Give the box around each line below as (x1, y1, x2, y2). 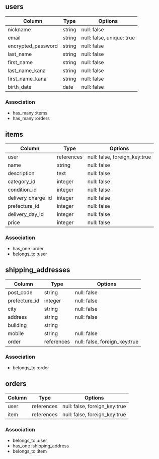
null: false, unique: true (81, 34, 135, 41)
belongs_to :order (12, 365, 49, 371)
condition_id (8, 186, 37, 193)
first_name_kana (8, 75, 47, 82)
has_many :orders (12, 116, 50, 122)
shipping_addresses (5, 265, 70, 274)
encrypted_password (8, 42, 58, 49)
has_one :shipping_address (12, 443, 69, 449)
